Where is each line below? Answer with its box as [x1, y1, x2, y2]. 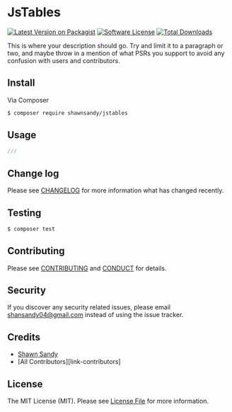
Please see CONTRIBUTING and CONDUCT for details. [7, 263, 167, 273]
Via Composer [7, 96, 50, 104]
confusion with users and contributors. [7, 56, 120, 64]
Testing [7, 207, 42, 219]
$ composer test [7, 225, 55, 232]
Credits [7, 331, 41, 343]
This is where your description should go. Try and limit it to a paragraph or [7, 41, 224, 50]
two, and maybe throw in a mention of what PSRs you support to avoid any [7, 49, 225, 57]
